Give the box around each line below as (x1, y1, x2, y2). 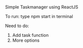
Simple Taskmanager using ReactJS (5, 4, 79, 10)
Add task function (12, 32, 49, 38)
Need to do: (5, 23, 30, 29)
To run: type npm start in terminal (5, 14, 73, 19)
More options (12, 37, 40, 43)
